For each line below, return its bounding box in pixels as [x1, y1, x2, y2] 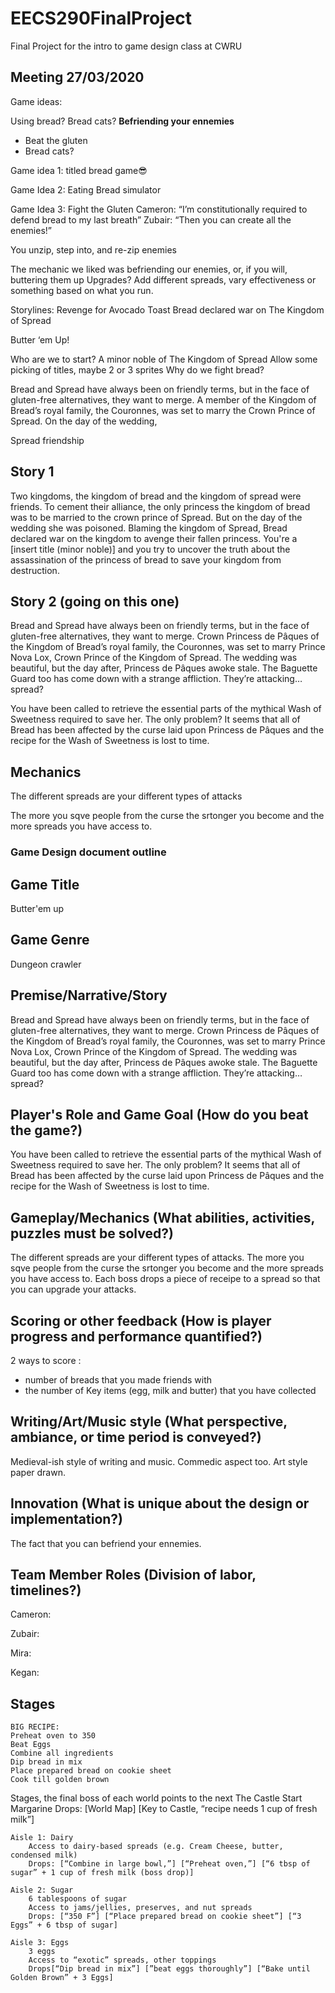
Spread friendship [10, 434, 85, 446]
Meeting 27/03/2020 [10, 69, 145, 86]
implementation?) [10, 1511, 124, 1528]
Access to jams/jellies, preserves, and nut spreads [28, 1903, 253, 1913]
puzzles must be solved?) [10, 1225, 174, 1242]
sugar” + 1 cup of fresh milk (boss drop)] [10, 1868, 195, 1878]
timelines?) [10, 1582, 82, 1599]
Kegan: [10, 1667, 40, 1679]
